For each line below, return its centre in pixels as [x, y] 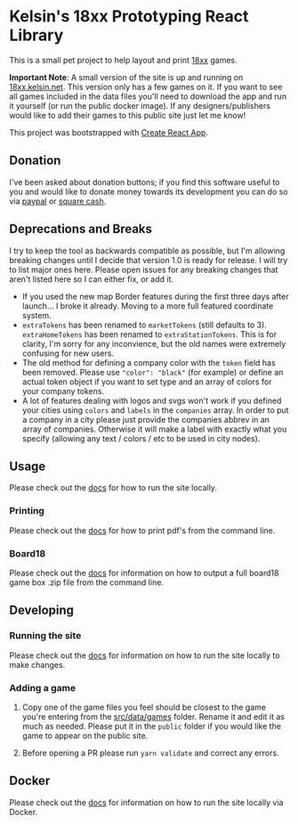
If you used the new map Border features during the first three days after [155, 296]
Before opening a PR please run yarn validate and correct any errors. [150, 753]
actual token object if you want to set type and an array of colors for [147, 382]
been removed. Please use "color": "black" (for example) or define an [153, 372]
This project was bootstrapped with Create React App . [109, 132]
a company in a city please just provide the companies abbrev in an [145, 419]
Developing [41, 610]
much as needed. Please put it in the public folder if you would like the [152, 726]
